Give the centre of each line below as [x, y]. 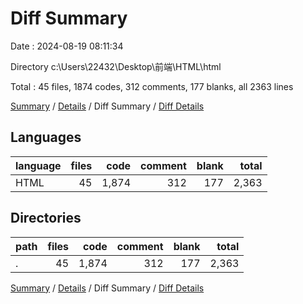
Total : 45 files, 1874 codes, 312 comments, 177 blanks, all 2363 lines [152, 86]
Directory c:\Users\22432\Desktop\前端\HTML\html [116, 66]
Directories [46, 218]
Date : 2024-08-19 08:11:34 [67, 46]
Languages [46, 137]
